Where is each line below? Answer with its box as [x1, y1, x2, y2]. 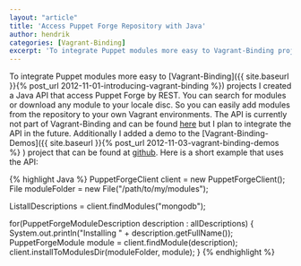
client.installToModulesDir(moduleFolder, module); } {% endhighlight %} [9, 247, 276, 258]
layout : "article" [9, 13, 78, 22]
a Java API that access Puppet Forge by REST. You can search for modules [9, 90, 287, 101]
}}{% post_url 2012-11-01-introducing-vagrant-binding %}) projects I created [9, 81, 292, 91]
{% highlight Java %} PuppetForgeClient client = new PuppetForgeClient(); [9, 174, 286, 184]
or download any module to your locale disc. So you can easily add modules [9, 99, 291, 110]
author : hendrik [9, 30, 70, 39]
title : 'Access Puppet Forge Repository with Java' [9, 21, 206, 30]
